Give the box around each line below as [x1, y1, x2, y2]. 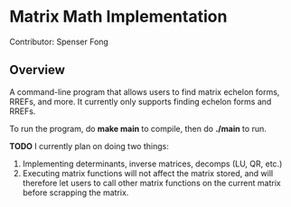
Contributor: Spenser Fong [9, 36, 108, 47]
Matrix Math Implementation [9, 6, 228, 27]
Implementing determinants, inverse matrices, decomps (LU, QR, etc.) [22, 158, 283, 169]
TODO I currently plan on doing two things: [9, 140, 169, 151]
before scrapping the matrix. [22, 187, 129, 198]
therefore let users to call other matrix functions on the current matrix [22, 177, 282, 188]
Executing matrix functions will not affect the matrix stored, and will [22, 167, 274, 178]
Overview [9, 62, 66, 78]
